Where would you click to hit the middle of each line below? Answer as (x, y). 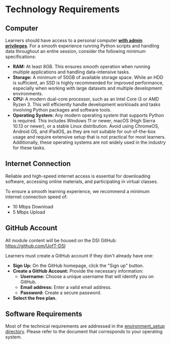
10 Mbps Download (33, 206)
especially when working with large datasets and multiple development (87, 88)
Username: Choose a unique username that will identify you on (87, 276)
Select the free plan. (35, 298)
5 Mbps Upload (29, 212)
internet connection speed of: (36, 197)
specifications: (21, 57)
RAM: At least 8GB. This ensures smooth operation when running (81, 67)
